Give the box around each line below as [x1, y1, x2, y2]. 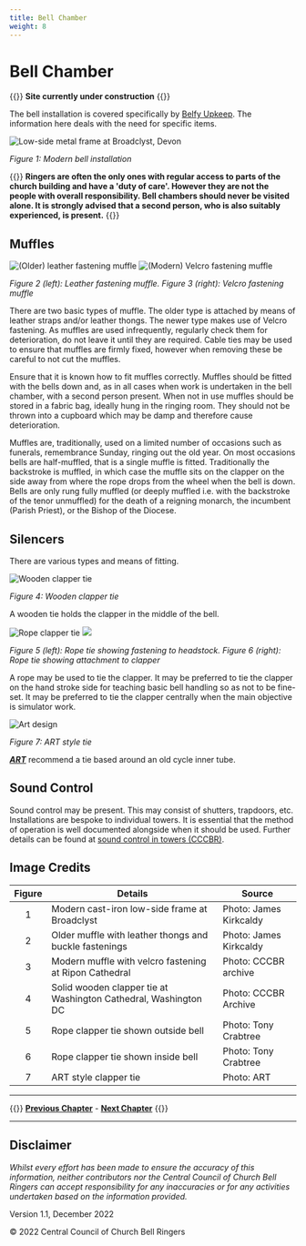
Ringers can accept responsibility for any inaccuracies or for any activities [9, 1180, 291, 1192]
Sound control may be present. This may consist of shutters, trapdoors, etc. [9, 805, 294, 815]
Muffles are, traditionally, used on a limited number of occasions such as [9, 438, 282, 449]
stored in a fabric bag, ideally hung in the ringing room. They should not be [9, 400, 291, 411]
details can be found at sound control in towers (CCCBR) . [9, 834, 225, 845]
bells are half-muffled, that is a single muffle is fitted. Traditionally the [9, 457, 270, 468]
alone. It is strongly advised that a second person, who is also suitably [9, 200, 280, 211]
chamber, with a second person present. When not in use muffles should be [9, 390, 294, 401]
